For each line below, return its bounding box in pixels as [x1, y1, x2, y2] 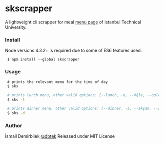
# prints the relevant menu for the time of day [7, 79, 108, 84]
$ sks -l [7, 97, 25, 103]
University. [5, 24, 27, 30]
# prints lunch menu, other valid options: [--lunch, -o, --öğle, [7, 93, 145, 98]
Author [5, 122, 22, 129]
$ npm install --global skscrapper [7, 57, 80, 62]
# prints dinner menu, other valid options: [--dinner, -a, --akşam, [7, 106, 152, 111]
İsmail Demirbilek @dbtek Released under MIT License [5, 133, 115, 139]
